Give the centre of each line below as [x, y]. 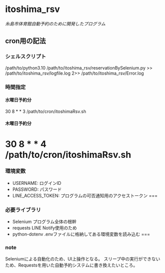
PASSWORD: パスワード [37, 189]
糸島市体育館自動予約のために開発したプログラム [55, 24]
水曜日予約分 [18, 100]
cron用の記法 [26, 41]
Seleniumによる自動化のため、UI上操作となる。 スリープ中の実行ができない [83, 259]
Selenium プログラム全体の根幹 [44, 222]
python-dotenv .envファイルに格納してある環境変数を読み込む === [81, 234]
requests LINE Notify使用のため [45, 228]
